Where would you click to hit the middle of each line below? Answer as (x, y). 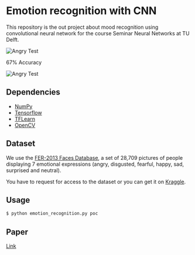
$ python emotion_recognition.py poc (52, 214)
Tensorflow (28, 112)
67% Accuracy (24, 62)
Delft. (13, 39)
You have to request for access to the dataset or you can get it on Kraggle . (96, 182)
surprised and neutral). (34, 170)
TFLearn (25, 119)
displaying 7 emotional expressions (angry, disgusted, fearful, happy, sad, (95, 164)
